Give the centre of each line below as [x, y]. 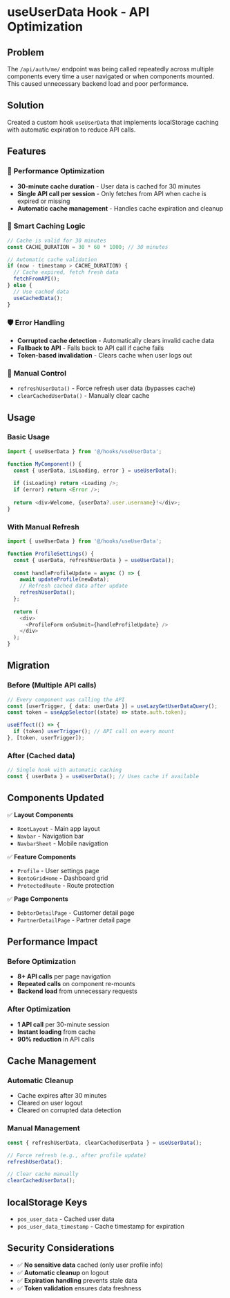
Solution [26, 106]
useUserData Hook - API [78, 12]
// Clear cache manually [43, 1174]
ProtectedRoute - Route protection [66, 885]
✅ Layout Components [40, 814]
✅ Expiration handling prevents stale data [77, 1280]
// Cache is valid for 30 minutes [57, 240]
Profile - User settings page [58, 870]
